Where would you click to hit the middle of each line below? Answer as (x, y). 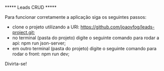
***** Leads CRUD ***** (31, 7)
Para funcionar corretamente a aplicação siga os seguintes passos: (76, 17)
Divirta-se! (16, 64)
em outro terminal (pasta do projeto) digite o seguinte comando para (84, 48)
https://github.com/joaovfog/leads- (118, 27)
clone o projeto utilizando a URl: (46, 27)
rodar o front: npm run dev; (41, 54)
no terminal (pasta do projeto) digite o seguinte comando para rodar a (86, 38)
